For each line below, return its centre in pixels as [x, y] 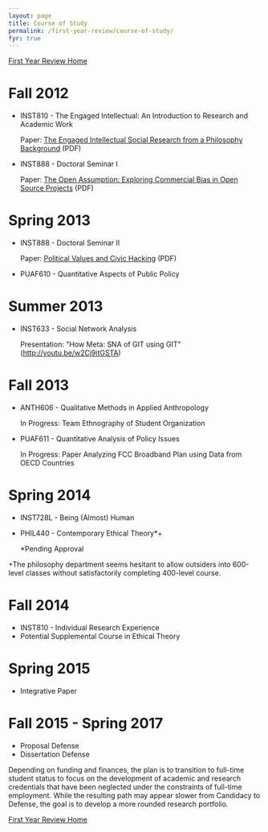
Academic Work [47, 125]
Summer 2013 [56, 307]
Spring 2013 [49, 221]
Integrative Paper [49, 691]
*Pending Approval [52, 548]
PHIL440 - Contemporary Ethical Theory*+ [91, 533]
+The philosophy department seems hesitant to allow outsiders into [120, 564]
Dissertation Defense [55, 754]
